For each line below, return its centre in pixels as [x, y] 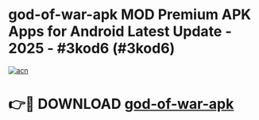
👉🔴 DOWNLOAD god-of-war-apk [121, 104]
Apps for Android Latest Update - [120, 31]
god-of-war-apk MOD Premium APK [130, 15]
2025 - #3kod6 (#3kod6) [92, 48]
